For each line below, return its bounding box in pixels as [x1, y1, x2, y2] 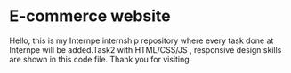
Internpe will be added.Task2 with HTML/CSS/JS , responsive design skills [9, 44, 282, 55]
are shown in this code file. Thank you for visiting [9, 54, 190, 64]
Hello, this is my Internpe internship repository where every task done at [9, 35, 274, 46]
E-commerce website [9, 6, 171, 26]
